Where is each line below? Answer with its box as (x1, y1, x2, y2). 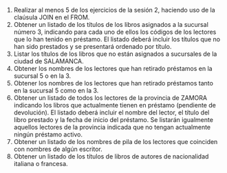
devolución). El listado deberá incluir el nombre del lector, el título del (13, 108, 210, 116)
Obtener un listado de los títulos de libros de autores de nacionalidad (13, 152, 209, 161)
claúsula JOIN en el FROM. (13, 13, 90, 21)
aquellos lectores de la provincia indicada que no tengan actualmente (13, 123, 211, 131)
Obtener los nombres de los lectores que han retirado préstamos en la (13, 65, 213, 72)
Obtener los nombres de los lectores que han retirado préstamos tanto (13, 79, 213, 87)
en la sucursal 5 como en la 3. (13, 86, 99, 94)
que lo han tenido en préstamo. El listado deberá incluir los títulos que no (13, 35, 221, 43)
